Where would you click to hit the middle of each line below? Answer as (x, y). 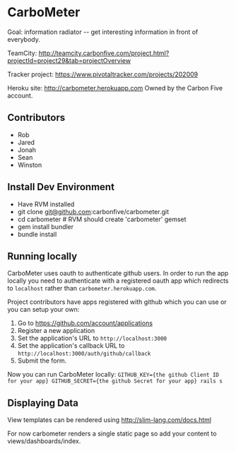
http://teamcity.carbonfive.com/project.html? (104, 53)
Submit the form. (42, 361)
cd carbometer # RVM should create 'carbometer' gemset (102, 219)
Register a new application (56, 331)
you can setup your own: (43, 310)
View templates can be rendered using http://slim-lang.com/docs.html (110, 420)
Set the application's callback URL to (71, 346)
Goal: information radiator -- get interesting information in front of (103, 32)
